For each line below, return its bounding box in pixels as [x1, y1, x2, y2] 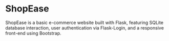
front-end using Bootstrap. [5, 30, 61, 36]
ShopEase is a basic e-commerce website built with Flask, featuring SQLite [5, 19, 164, 25]
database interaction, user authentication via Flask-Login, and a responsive [5, 24, 164, 30]
